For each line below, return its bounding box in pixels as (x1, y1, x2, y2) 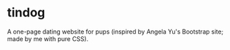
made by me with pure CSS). (7, 34, 89, 42)
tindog (7, 5, 45, 21)
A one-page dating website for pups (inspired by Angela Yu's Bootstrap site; (7, 27, 224, 36)
